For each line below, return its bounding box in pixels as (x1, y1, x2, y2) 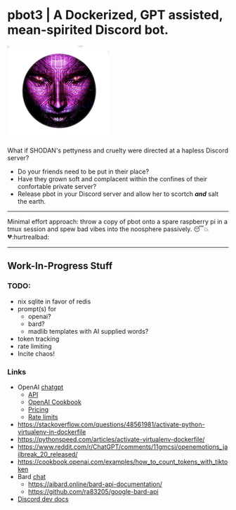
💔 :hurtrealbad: (7, 233, 50, 241)
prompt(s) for (17, 304, 57, 313)
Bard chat (17, 472, 46, 480)
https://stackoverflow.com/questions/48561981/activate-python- (17, 420, 205, 429)
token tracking (17, 334, 60, 343)
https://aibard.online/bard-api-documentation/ (27, 480, 163, 488)
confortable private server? (17, 182, 97, 190)
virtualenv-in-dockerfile (17, 427, 86, 436)
